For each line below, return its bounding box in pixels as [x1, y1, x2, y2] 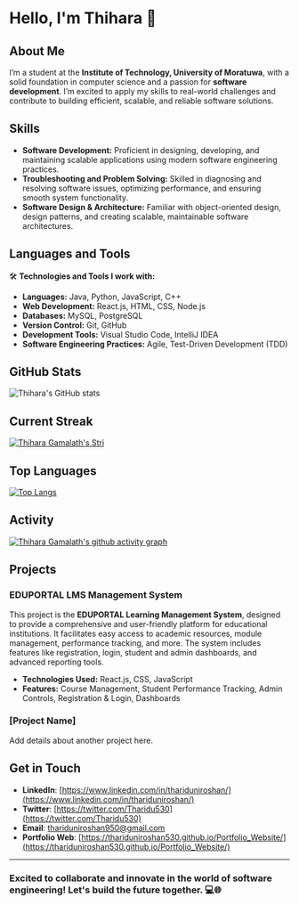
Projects [9, 562, 57, 577]
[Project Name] [9, 714, 77, 727]
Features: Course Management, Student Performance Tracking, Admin [21, 683, 283, 694]
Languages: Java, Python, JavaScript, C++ [21, 291, 182, 302]
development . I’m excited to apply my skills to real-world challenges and [9, 86, 276, 96]
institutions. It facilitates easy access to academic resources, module [9, 628, 263, 639]
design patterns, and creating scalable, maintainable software [21, 211, 249, 222]
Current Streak [9, 413, 93, 428]
